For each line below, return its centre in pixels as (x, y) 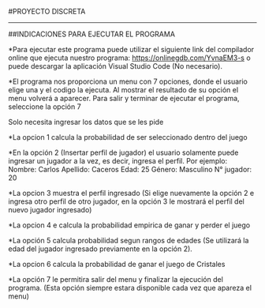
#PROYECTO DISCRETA (47, 11)
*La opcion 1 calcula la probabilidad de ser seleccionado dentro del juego (128, 137)
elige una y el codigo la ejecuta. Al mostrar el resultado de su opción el (123, 90)
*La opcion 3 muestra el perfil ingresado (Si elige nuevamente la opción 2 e (131, 193)
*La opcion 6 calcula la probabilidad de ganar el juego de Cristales (117, 264)
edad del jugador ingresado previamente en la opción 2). (101, 249)
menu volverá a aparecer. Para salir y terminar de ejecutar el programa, (124, 98)
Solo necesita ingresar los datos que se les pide (86, 122)
